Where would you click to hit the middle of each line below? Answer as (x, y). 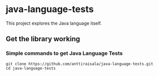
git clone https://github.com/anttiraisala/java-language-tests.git (80, 64)
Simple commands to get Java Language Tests (64, 53)
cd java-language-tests (31, 68)
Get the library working (43, 39)
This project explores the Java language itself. (54, 23)
